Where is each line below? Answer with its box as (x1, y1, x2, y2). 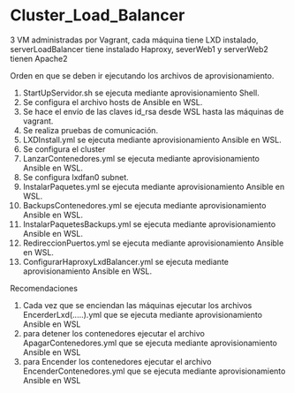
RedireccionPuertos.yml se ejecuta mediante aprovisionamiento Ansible (22, 238, 284, 248)
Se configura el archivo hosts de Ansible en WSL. (22, 96, 203, 107)
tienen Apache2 (10, 53, 68, 64)
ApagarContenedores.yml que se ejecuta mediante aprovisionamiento (22, 337, 277, 348)
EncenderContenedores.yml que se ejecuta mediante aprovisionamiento (22, 366, 286, 376)
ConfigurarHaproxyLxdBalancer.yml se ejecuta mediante (22, 256, 229, 267)
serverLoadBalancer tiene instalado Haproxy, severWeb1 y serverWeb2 (10, 43, 268, 54)
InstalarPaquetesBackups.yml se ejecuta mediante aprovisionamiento (22, 218, 276, 230)
